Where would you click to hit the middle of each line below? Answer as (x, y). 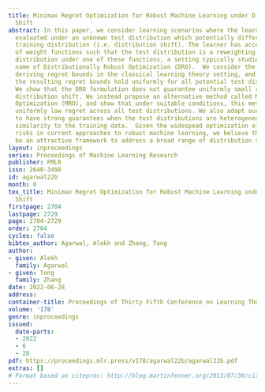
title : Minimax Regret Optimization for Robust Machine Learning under (128, 15)
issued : (21, 324)
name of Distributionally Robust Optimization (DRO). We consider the (136, 67)
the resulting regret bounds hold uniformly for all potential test (130, 81)
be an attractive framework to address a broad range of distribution (134, 140)
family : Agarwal (42, 266)
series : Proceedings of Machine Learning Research (93, 155)
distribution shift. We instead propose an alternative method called (134, 96)
